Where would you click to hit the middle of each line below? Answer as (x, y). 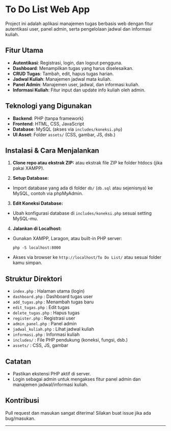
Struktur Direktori (34, 279)
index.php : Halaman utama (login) (49, 291)
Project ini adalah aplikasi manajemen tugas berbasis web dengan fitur (79, 23)
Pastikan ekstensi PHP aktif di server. (52, 374)
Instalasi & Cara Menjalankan (52, 150)
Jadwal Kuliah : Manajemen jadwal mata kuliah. (62, 79)
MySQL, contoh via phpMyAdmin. (48, 194)
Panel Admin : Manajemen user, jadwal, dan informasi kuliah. (76, 84)
